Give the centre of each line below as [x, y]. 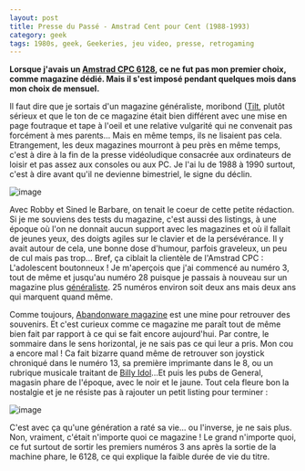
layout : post [34, 18]
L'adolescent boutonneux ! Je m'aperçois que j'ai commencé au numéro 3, [149, 268]
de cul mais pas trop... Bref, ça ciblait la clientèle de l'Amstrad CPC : [137, 258]
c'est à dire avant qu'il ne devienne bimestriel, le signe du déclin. [131, 174]
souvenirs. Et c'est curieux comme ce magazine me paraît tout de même [145, 324]
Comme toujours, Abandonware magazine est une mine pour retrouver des [150, 315]
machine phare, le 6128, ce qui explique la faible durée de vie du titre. [140, 456]
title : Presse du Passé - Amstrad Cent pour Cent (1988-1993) [130, 26]
